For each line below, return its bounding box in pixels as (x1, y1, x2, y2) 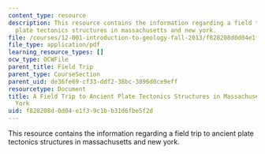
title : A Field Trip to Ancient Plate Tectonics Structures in (8, 92, 221, 100)
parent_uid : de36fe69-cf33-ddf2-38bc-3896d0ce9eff (8, 77, 178, 85)
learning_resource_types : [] (8, 48, 104, 56)
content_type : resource (8, 11, 87, 20)
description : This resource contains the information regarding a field (8, 19, 252, 27)
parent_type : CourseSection (8, 70, 101, 78)
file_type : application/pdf (8, 41, 101, 49)
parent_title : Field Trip (8, 63, 93, 71)
